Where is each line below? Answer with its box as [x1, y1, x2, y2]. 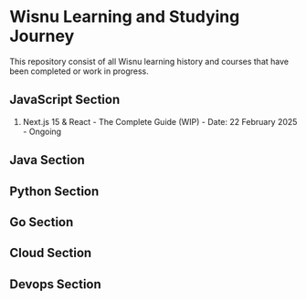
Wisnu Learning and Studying [9, 6, 240, 27]
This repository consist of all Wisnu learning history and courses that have [9, 56, 290, 67]
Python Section [9, 183, 100, 199]
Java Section [9, 152, 85, 168]
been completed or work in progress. [9, 66, 149, 77]
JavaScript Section [9, 92, 121, 108]
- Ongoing [22, 126, 62, 137]
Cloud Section [9, 245, 92, 261]
